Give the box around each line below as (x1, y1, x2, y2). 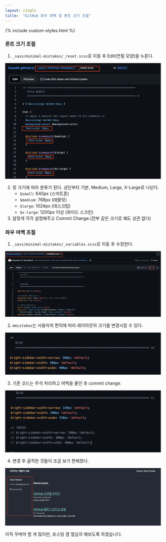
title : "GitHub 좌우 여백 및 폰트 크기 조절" (5, 13, 91, 18)
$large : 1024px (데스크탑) (19, 203, 71, 209)
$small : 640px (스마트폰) (19, 191, 69, 197)
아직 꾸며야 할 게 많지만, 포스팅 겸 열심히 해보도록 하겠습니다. (5, 531, 123, 537)
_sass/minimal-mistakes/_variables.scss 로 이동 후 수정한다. (12, 241, 133, 247)
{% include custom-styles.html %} (5, 27, 76, 33)
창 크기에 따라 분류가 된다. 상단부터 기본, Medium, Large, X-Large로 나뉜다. (12, 184, 159, 190)
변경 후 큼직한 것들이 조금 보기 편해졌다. (12, 458, 89, 464)
